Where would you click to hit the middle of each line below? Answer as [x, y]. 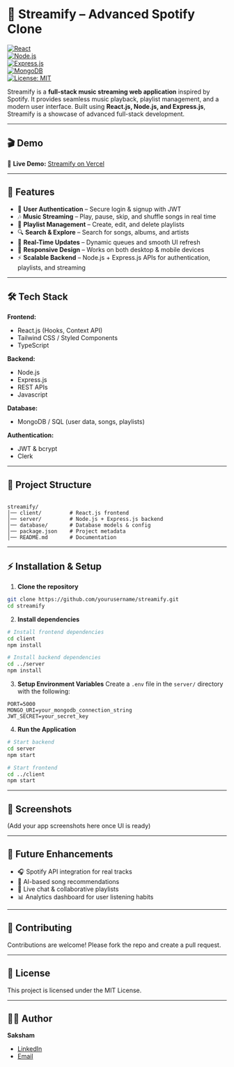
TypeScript [33, 346]
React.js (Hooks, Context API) [60, 330]
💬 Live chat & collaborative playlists [68, 889]
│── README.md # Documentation [62, 538]
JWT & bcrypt [37, 449]
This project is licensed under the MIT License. [75, 990]
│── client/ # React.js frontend [68, 513]
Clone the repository [48, 587]
